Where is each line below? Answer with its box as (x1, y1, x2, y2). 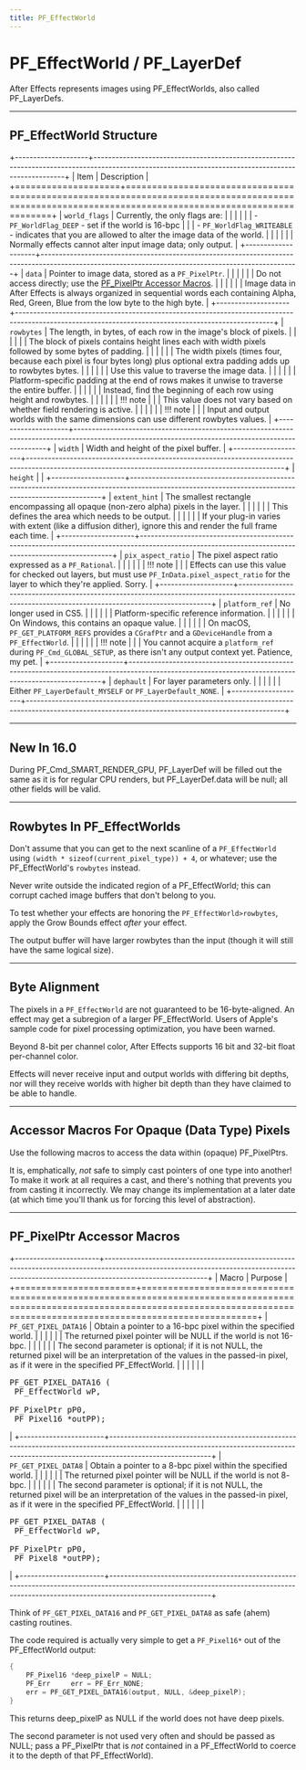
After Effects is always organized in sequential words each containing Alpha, (9, 288, 297, 299)
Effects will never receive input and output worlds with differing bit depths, (9, 1068, 290, 1079)
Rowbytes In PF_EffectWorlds (9, 818, 181, 834)
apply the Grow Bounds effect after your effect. (9, 917, 188, 928)
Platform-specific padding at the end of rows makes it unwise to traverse (9, 375, 284, 386)
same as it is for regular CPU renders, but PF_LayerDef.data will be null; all (9, 774, 289, 785)
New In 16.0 (9, 740, 77, 755)
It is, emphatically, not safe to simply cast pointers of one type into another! (9, 1164, 293, 1175)
